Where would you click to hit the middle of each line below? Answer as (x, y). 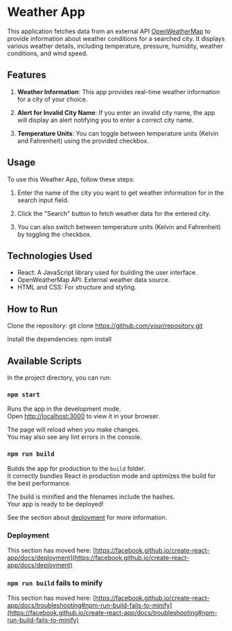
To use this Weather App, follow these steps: (71, 179)
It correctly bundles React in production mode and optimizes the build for (111, 476)
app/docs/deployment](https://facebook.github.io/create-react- (98, 558)
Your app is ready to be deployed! (55, 504)
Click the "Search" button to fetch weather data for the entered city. (114, 213)
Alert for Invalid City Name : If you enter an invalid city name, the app (116, 112)
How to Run (33, 309)
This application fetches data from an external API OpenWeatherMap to (109, 31)
